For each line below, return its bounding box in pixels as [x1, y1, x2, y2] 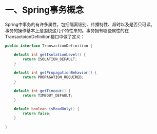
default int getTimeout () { [14, 88, 71, 93]
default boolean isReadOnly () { [14, 107, 79, 112]
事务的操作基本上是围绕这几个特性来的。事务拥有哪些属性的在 [5, 27, 129, 33]
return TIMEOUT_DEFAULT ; [22, 93, 73, 98]
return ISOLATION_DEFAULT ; [22, 57, 78, 61]
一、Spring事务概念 [5, 4, 84, 16]
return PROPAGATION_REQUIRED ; [22, 75, 84, 80]
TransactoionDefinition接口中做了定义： [5, 34, 85, 39]
